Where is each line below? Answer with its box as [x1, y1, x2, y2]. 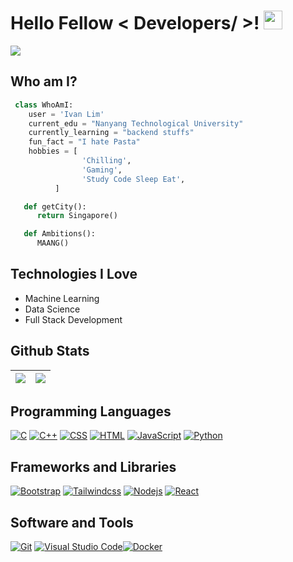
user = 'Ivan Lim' [28, 109, 105, 119]
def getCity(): [23, 201, 87, 212]
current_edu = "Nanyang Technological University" [28, 118, 244, 129]
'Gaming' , [81, 165, 123, 175]
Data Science [24, 303, 81, 315]
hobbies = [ [28, 146, 78, 157]
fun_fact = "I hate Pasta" [28, 137, 141, 147]
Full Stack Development [24, 313, 123, 325]
